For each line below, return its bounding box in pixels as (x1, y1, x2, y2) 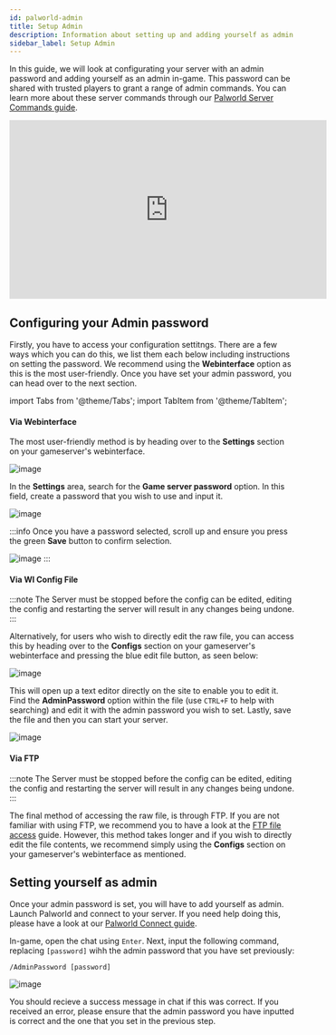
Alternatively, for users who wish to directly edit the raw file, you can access (9, 631, 294, 642)
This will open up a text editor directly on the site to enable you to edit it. (9, 685, 279, 696)
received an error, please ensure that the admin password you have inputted (9, 1006, 294, 1017)
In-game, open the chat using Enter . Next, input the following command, (9, 936, 280, 947)
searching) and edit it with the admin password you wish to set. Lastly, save (9, 705, 292, 715)
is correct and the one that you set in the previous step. (9, 1016, 216, 1027)
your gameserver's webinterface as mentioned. (9, 848, 187, 859)
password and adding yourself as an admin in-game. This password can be (9, 74, 291, 84)
